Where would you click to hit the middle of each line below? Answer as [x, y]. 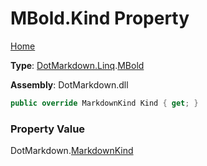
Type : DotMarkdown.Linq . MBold [77, 65]
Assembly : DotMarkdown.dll [69, 84]
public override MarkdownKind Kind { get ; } [104, 103]
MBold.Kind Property [100, 18]
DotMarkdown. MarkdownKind [72, 151]
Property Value [48, 129]
